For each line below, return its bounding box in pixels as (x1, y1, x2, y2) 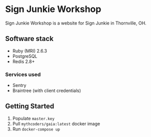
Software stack (5, 34, 54, 43)
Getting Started (5, 102, 54, 110)
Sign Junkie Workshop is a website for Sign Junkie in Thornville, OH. (5, 20, 146, 26)
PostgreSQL (12, 53, 37, 59)
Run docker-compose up (12, 126, 60, 132)
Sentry (12, 82, 26, 88)
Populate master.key (12, 115, 55, 121)
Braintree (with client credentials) (12, 87, 81, 93)
